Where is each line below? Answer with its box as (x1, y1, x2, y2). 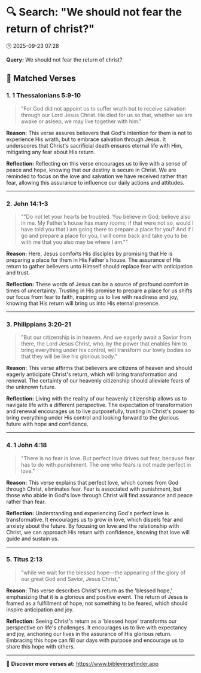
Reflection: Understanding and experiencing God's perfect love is (6, 509, 169, 516)
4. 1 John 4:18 (6, 441, 47, 449)
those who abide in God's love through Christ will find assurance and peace (6, 491, 193, 498)
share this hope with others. (6, 643, 75, 650)
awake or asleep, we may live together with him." (20, 118, 142, 125)
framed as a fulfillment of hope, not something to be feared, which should (6, 599, 188, 607)
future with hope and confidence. (6, 420, 89, 428)
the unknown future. (6, 384, 56, 391)
